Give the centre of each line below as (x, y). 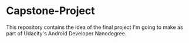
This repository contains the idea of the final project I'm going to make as (95, 27)
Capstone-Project (50, 11)
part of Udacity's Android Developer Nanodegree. (66, 33)
